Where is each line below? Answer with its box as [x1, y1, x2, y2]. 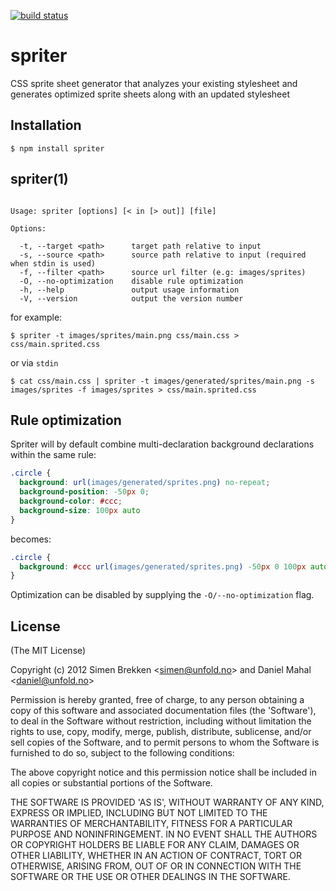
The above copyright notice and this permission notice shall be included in [10, 766, 317, 779]
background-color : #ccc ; [19, 496, 123, 506]
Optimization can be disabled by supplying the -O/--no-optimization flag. [10, 589, 315, 601]
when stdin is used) [10, 258, 97, 269]
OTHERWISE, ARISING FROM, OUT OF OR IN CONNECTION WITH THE [10, 860, 302, 872]
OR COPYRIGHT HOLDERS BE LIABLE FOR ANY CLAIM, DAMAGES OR [10, 839, 300, 851]
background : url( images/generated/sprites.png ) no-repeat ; [19, 478, 271, 488]
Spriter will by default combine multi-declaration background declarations [10, 438, 315, 450]
